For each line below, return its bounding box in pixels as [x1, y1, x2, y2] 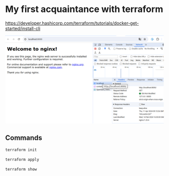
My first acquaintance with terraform [5, 4, 163, 15]
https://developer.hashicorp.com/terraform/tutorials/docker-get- [5, 20, 139, 26]
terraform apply [5, 157, 39, 162]
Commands [5, 133, 43, 142]
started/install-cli [5, 25, 41, 31]
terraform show [5, 167, 37, 172]
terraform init [5, 147, 37, 152]
